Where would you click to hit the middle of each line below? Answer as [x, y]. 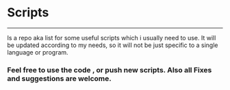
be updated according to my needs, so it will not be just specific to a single [113, 45]
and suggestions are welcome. [59, 78]
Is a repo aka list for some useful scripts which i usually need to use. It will [112, 37]
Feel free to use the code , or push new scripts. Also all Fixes [110, 70]
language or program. [38, 52]
